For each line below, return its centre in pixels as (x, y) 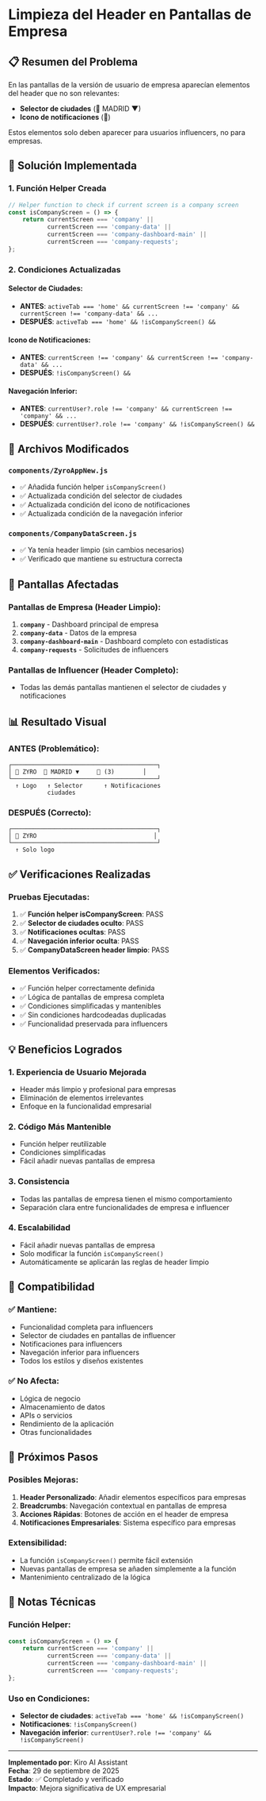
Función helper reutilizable (63, 1144)
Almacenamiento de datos (62, 1406)
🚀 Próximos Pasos (53, 1458)
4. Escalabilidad (40, 1228)
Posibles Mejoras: (44, 1480)
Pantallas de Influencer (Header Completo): (93, 670)
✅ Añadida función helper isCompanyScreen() (93, 487)
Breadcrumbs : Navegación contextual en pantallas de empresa (123, 1506)
